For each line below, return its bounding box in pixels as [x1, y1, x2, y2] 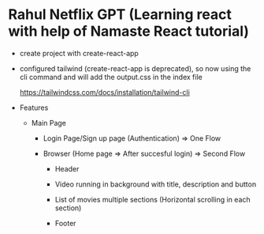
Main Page [31, 118, 67, 127]
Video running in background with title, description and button [54, 179, 257, 189]
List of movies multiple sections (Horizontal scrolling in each [54, 194, 251, 204]
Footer [54, 218, 76, 228]
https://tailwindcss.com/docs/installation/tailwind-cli [19, 87, 191, 96]
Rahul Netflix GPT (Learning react [8, 6, 232, 24]
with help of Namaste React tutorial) [8, 22, 250, 40]
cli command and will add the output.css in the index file [19, 72, 203, 81]
